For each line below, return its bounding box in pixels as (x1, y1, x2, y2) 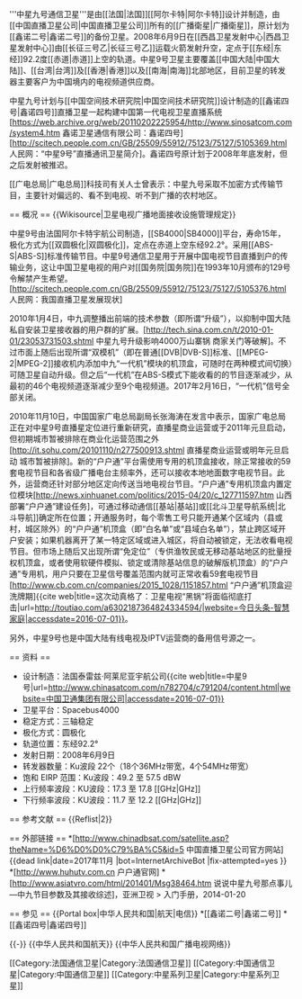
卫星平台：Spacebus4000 (22, 705, 120, 715)
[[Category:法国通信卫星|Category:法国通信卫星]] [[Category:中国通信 (9, 958, 268, 968)
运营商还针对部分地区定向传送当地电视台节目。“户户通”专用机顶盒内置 (24, 479, 285, 489)
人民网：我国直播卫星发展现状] (9, 294, 123, 304)
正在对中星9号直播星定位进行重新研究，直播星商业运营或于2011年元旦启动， (9, 422, 290, 433)
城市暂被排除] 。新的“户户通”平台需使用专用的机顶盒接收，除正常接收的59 (19, 456, 291, 466)
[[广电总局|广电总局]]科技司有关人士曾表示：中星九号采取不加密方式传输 (9, 179, 276, 189)
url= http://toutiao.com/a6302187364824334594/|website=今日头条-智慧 (19, 602, 290, 613)
